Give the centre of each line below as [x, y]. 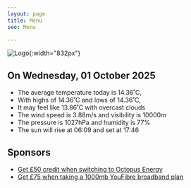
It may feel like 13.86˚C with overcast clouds [81, 107]
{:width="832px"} [55, 53]
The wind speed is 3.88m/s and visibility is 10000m [92, 115]
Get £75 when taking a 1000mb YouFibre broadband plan [100, 177]
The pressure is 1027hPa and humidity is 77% [84, 123]
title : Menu [25, 20]
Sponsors [29, 152]
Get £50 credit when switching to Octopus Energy [90, 169]
